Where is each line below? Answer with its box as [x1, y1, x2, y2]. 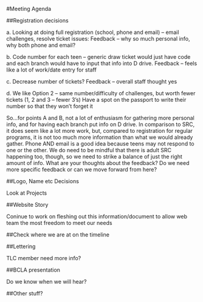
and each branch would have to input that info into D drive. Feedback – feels [6, 60, 198, 67]
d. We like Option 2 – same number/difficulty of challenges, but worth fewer [6, 90, 196, 96]
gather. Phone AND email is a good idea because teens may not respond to [6, 140, 194, 147]
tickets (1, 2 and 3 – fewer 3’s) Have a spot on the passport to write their [6, 96, 187, 103]
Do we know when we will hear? [6, 278, 87, 285]
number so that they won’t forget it [6, 102, 93, 110]
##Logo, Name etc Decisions [6, 178, 79, 184]
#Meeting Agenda [6, 5, 52, 12]
